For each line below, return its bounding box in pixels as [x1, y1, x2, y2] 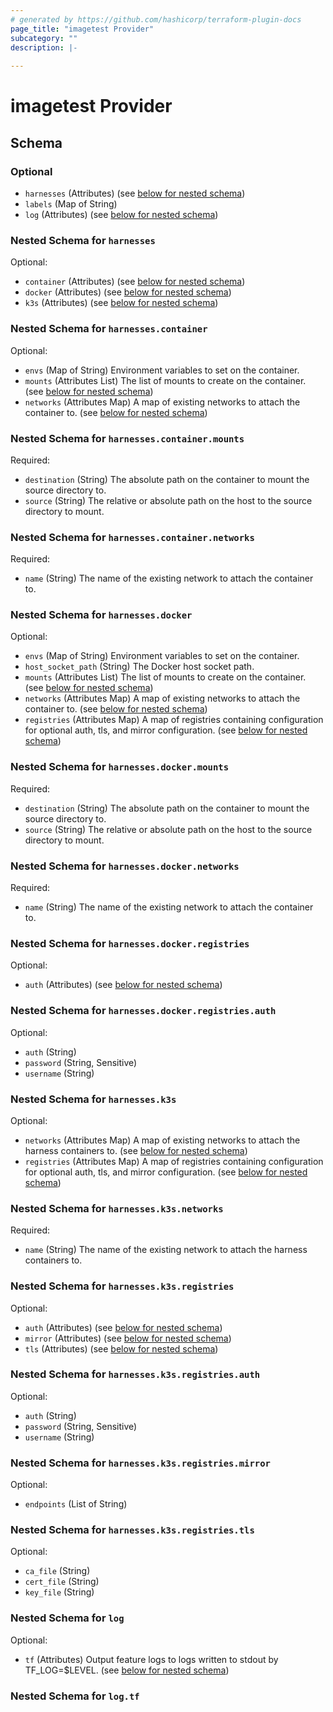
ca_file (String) [24, 1565, 91, 1577]
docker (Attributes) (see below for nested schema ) [24, 286, 232, 298]
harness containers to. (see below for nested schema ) [24, 1144, 248, 1156]
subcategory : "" [10, 33, 78, 43]
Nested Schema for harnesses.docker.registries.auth [10, 1004, 277, 1018]
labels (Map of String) [24, 198, 118, 210]
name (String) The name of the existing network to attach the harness [24, 1244, 308, 1256]
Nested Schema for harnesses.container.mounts [10, 431, 245, 445]
